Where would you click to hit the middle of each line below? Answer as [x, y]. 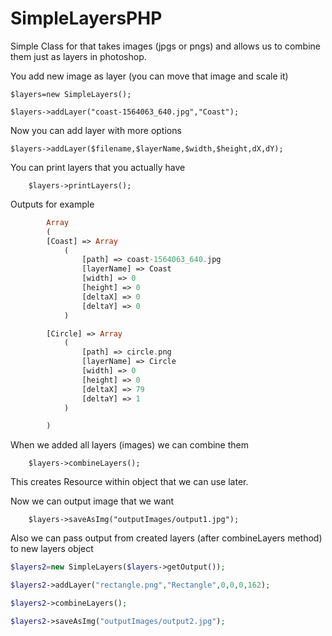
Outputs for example [52, 204]
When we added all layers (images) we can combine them [129, 445]
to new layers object [52, 549]
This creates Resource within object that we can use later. [129, 482]
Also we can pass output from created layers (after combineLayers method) [166, 538]
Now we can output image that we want [92, 501]
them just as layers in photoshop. [78, 56]
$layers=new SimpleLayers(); [71, 94]
